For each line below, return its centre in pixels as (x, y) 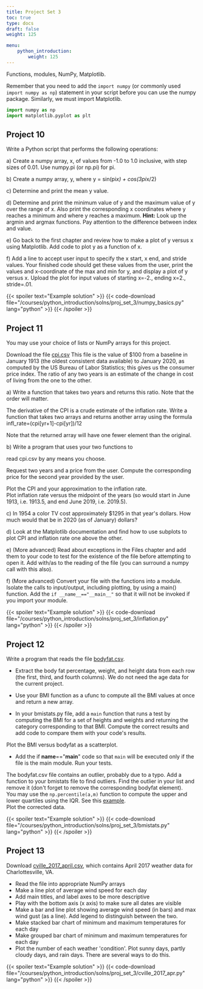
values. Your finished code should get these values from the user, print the (100, 265)
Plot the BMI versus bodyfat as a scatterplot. (62, 745)
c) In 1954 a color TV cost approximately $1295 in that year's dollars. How (99, 514)
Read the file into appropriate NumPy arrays (70, 884)
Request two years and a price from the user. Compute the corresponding (99, 470)
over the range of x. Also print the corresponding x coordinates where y (96, 209)
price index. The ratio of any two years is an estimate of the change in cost (100, 374)
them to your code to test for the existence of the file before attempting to (99, 556)
